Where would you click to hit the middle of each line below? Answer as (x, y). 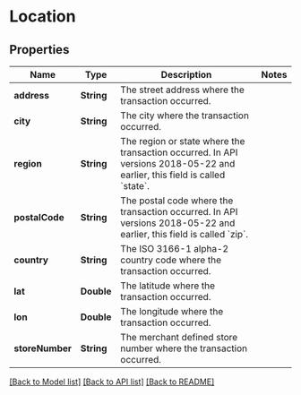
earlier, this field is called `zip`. (185, 234)
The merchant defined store (179, 337)
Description (186, 75)
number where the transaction (184, 348)
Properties (39, 50)
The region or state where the (183, 141)
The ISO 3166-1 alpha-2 (175, 249)
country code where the (171, 260)
